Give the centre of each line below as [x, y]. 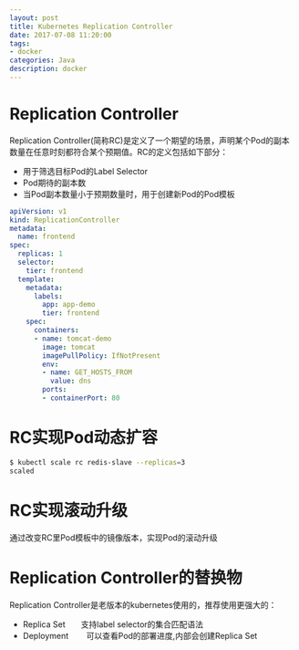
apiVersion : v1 [38, 211]
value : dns [71, 381]
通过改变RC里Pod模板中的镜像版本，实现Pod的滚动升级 [113, 537]
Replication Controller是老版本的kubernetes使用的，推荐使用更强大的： [143, 604]
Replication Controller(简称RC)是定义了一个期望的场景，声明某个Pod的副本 [149, 140]
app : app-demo [69, 305]
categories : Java [42, 60]
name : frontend [46, 237]
